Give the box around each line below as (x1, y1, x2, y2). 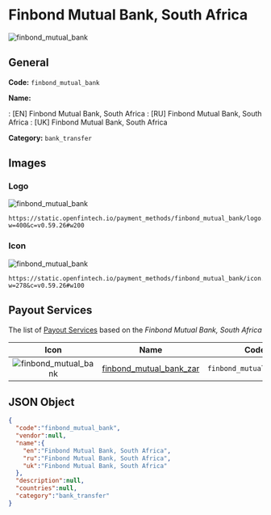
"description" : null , (15, 477, 85, 485)
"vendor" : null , (15, 432, 67, 440)
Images (8, 156, 47, 171)
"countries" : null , (15, 484, 78, 492)
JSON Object (8, 395, 75, 409)
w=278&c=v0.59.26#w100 (8, 281, 85, 289)
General (8, 56, 50, 70)
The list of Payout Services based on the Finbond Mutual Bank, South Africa (8, 325, 262, 335)
